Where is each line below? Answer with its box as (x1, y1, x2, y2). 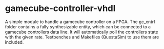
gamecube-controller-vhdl (5, 3, 116, 14)
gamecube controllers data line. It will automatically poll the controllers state (5, 29, 159, 35)
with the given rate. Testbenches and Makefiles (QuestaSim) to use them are (5, 34, 159, 40)
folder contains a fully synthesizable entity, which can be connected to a (5, 24, 151, 29)
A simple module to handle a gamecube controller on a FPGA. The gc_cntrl (5, 19, 155, 24)
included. (5, 39, 24, 45)
